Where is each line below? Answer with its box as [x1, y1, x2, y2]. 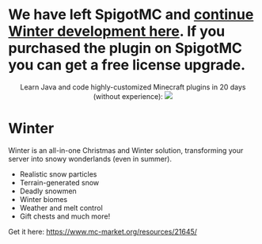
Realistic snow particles [19, 169, 97, 179]
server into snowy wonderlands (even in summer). [8, 154, 173, 163]
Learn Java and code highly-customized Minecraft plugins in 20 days [20, 82, 246, 92]
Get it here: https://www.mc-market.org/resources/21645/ [8, 227, 198, 236]
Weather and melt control [19, 203, 103, 212]
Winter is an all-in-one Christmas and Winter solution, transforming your [8, 145, 244, 155]
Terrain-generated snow [19, 177, 100, 187]
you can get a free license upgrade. [8, 56, 246, 74]
